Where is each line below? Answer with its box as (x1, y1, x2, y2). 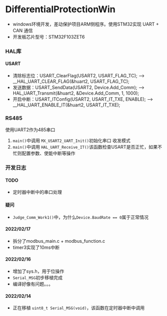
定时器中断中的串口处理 (12, 189, 62, 195)
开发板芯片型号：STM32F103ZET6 (12, 34, 85, 40)
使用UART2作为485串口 (5, 127, 55, 133)
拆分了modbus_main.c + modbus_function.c (12, 238, 105, 244)
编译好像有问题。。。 (12, 281, 53, 287)
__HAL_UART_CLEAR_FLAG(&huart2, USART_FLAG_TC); (12, 78, 130, 84)
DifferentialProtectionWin (5, 4, 116, 15)
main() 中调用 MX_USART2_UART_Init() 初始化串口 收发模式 (12, 137, 131, 143)
